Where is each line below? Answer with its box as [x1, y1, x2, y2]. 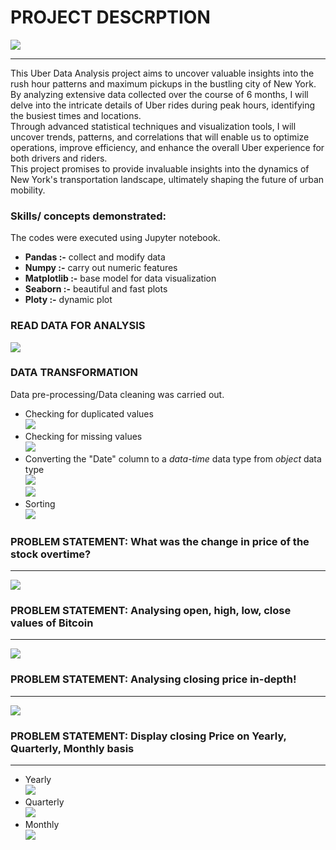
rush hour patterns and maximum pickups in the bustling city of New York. [10, 77, 317, 90]
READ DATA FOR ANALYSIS [10, 319, 146, 333]
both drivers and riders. [10, 152, 108, 164]
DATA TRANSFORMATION [10, 366, 139, 380]
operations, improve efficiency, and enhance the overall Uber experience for [10, 141, 325, 153]
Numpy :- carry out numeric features [24, 262, 178, 274]
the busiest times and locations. [10, 109, 142, 121]
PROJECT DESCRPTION [10, 6, 211, 29]
